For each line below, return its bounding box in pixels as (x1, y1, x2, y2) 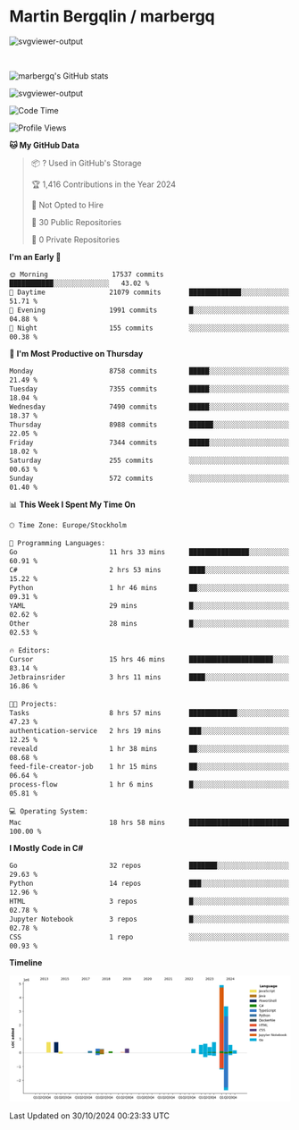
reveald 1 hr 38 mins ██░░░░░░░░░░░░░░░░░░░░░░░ (9, 744, 290, 753)
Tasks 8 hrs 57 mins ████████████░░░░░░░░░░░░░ (9, 708, 290, 717)
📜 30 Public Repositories (30, 216, 122, 227)
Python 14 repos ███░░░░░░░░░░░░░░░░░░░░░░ (9, 879, 290, 888)
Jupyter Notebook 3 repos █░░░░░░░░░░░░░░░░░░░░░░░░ (9, 915, 290, 923)
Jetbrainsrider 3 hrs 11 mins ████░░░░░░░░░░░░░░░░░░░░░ (9, 672, 290, 681)
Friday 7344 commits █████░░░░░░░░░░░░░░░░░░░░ (9, 438, 290, 447)
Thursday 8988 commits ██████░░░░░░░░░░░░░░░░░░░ (9, 420, 290, 429)
